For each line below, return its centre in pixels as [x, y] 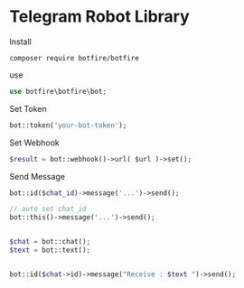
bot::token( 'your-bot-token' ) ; [68, 125]
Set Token [28, 108]
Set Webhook [35, 143]
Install [20, 42]
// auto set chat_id [48, 209]
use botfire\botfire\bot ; [58, 91]
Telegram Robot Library [99, 17]
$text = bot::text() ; [50, 250]
